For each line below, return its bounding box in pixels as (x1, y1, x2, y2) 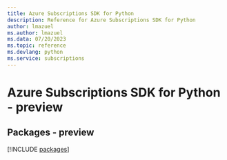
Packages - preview (7, 127, 95, 139)
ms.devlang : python (7, 49, 63, 56)
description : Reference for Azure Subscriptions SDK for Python (7, 17, 196, 23)
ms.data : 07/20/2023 (7, 36, 67, 43)
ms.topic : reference (7, 42, 67, 49)
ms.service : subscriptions (7, 55, 85, 62)
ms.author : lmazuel (7, 29, 63, 37)
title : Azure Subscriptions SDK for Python (7, 10, 135, 17)
